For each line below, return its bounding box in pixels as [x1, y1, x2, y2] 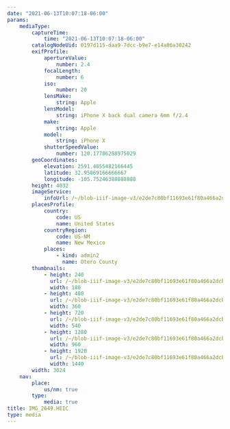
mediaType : [19, 23, 51, 29]
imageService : [31, 188, 72, 195]
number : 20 [55, 86, 88, 93]
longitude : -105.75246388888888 [43, 175, 136, 182]
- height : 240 [43, 271, 84, 278]
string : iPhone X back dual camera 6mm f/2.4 [55, 112, 188, 119]
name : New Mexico [55, 239, 106, 247]
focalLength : [43, 67, 81, 74]
